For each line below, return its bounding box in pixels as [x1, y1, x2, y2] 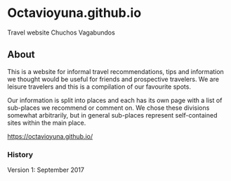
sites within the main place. [7, 118, 86, 127]
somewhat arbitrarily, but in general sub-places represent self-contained [7, 111, 218, 119]
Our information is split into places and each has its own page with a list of [7, 96, 223, 104]
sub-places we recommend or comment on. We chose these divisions [7, 104, 210, 112]
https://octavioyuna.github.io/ [7, 132, 93, 140]
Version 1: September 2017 [7, 166, 84, 174]
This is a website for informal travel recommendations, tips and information [7, 67, 225, 75]
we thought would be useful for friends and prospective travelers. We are [7, 75, 220, 83]
